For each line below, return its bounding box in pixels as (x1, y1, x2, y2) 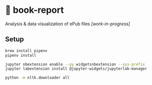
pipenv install (5, 53, 37, 58)
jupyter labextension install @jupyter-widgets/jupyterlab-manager (5, 66, 148, 71)
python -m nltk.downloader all (5, 75, 70, 81)
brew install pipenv (5, 48, 48, 53)
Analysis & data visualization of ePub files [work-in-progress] (5, 21, 130, 27)
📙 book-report (5, 4, 64, 16)
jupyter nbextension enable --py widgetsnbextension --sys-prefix (5, 62, 145, 67)
